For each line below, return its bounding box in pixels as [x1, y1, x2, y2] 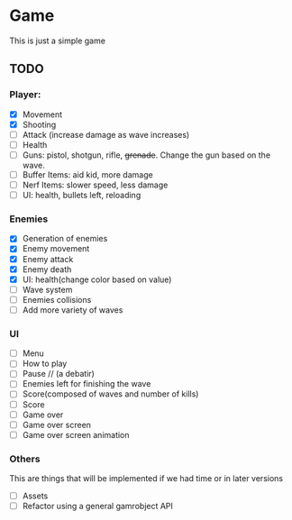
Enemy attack [22, 253, 74, 264]
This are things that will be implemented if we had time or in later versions [9, 473, 284, 484]
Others [9, 452, 41, 465]
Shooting [22, 119, 57, 130]
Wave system [22, 284, 73, 295]
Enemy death [22, 263, 72, 275]
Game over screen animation [22, 429, 130, 440]
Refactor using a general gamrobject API [22, 501, 174, 512]
